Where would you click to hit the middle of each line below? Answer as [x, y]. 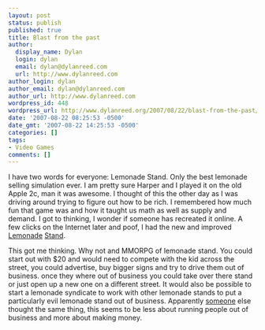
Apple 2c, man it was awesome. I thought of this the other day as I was [123, 194]
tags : [17, 140]
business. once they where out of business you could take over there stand [131, 276]
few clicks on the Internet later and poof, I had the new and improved [120, 227]
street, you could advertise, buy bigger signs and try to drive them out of [126, 268]
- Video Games [32, 147]
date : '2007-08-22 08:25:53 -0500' [67, 118]
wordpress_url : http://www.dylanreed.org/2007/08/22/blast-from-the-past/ [134, 111]
